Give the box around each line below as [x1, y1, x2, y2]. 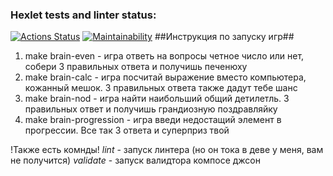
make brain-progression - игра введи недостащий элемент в [24, 114, 282, 126]
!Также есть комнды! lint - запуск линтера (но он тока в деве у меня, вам [10, 144, 324, 156]
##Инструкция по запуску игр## [154, 31, 295, 43]
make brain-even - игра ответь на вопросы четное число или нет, [24, 50, 305, 62]
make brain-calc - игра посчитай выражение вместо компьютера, [24, 71, 307, 83]
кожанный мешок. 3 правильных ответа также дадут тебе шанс [24, 82, 298, 94]
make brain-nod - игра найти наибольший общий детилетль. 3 [24, 93, 290, 105]
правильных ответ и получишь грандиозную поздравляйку [24, 103, 278, 115]
